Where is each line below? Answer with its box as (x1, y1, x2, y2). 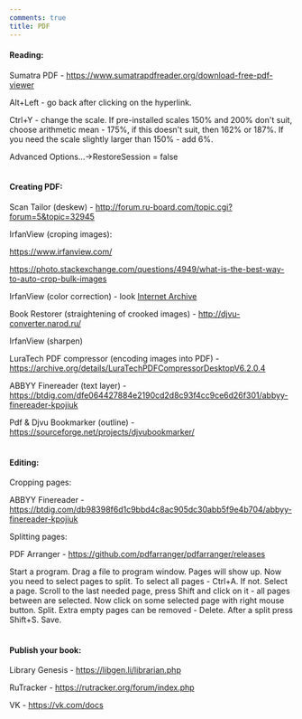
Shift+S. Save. (9, 614, 62, 625)
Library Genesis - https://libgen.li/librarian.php (9, 665, 182, 676)
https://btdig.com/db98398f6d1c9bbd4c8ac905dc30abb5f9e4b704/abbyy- (9, 504, 293, 516)
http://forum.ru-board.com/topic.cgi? (95, 201, 233, 213)
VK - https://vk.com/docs (9, 700, 104, 711)
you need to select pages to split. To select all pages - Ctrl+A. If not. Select (9, 576, 288, 587)
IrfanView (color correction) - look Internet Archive (9, 290, 197, 301)
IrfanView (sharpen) (9, 336, 84, 346)
